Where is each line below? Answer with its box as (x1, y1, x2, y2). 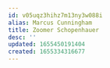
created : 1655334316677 (8, 48, 86, 55)
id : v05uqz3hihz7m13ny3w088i (8, 11, 103, 20)
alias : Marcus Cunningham (8, 19, 92, 27)
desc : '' (8, 33, 37, 41)
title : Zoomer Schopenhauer (8, 26, 100, 34)
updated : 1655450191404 (8, 41, 86, 48)
